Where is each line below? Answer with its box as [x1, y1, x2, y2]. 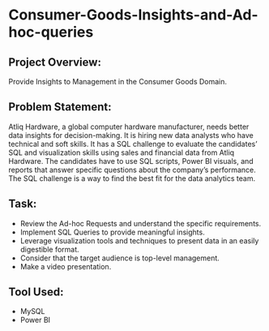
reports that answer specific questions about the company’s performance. [8, 165, 257, 174]
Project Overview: [8, 55, 101, 69]
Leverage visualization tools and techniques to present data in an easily [19, 235, 259, 245]
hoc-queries [8, 23, 94, 41]
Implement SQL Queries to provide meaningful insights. [19, 227, 205, 237]
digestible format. [19, 244, 79, 254]
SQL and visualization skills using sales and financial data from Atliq [8, 148, 235, 157]
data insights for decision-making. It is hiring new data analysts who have [8, 130, 254, 140]
